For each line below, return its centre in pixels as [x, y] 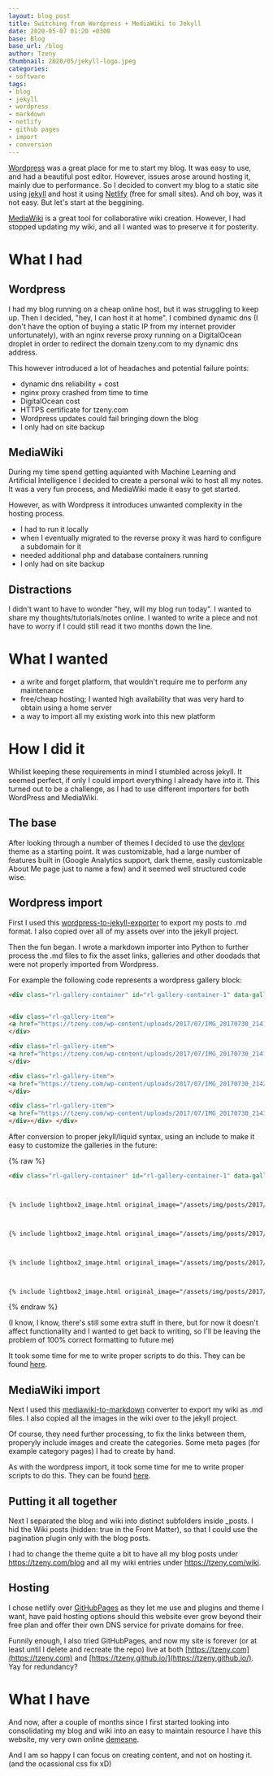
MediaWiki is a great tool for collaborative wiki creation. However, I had [127, 218]
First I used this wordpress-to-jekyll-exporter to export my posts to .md [128, 922]
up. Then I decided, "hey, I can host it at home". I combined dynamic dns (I [133, 317]
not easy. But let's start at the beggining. [76, 202]
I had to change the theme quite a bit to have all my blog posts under [123, 1554]
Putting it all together [63, 1501]
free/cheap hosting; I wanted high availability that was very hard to [132, 699]
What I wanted [58, 659]
